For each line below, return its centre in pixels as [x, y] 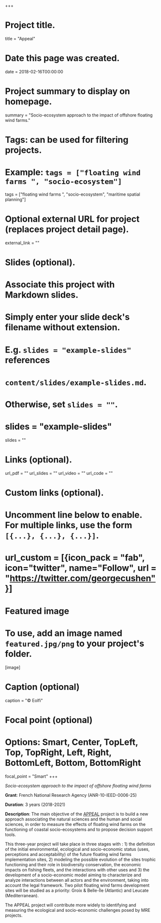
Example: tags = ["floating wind [73, 172]
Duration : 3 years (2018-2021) [35, 805]
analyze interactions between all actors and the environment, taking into [77, 880]
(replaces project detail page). [67, 229]
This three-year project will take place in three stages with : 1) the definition [80, 844]
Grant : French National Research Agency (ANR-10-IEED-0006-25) [71, 795]
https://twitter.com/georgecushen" [83, 579]
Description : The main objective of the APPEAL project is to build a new [77, 814]
